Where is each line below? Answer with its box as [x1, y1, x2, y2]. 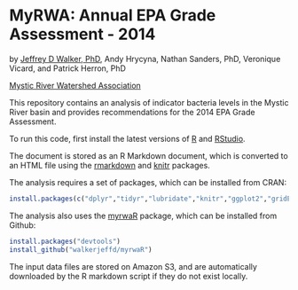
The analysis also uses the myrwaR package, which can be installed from [9, 210, 278, 221]
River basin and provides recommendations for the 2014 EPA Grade [9, 106, 255, 117]
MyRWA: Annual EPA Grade [9, 5, 216, 26]
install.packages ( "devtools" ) [9, 237, 122, 246]
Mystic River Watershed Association [9, 80, 142, 90]
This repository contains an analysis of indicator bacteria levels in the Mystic [9, 97, 289, 107]
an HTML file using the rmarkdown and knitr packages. [9, 160, 210, 170]
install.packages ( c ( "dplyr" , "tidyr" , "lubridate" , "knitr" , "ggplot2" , [9, 194, 268, 203]
